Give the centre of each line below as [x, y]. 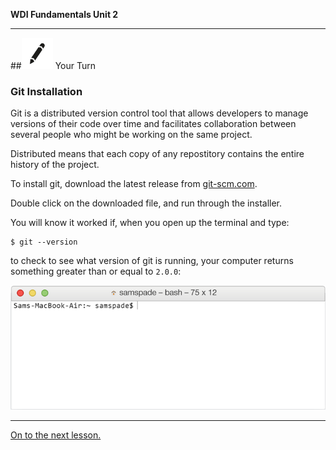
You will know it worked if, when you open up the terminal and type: [150, 223]
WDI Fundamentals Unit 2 [64, 14]
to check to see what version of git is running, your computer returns [152, 261]
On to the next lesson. [56, 435]
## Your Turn [53, 65]
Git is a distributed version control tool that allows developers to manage [159, 113]
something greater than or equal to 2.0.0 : [96, 271]
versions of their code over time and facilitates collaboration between [153, 124]
